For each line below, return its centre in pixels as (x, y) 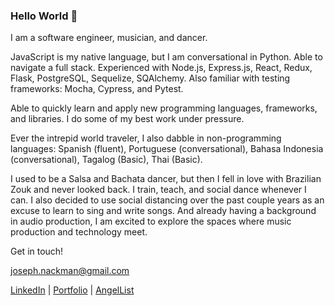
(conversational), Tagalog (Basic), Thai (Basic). (106, 160)
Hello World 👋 (44, 16)
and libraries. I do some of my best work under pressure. (127, 119)
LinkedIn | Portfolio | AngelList (72, 290)
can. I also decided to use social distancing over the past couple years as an (167, 200)
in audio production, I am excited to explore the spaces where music (151, 221)
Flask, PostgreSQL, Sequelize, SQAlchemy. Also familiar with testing (150, 78)
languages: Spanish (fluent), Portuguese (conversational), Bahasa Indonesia (167, 149)
